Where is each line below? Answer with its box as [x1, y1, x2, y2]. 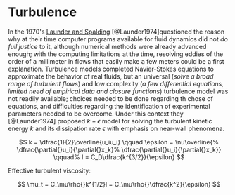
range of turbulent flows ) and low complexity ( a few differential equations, [8, 79, 224, 88]
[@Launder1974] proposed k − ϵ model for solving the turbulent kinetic [8, 116, 212, 125]
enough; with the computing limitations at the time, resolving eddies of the [8, 50, 224, 58]
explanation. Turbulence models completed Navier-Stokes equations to [8, 65, 214, 73]
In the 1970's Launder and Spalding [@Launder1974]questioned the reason [8, 27, 224, 36]
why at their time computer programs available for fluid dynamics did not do [8, 34, 228, 43]
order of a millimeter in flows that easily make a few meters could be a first [8, 57, 224, 65]
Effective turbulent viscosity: [8, 166, 91, 175]
